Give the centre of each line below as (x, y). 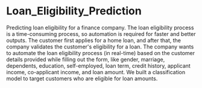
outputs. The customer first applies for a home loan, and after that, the (94, 40)
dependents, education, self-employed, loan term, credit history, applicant (99, 66)
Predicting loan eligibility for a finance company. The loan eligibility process (100, 28)
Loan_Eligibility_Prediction (74, 11)
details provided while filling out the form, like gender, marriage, (86, 59)
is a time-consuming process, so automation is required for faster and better (101, 34)
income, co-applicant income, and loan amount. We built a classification (96, 72)
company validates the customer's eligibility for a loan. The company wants (100, 47)
